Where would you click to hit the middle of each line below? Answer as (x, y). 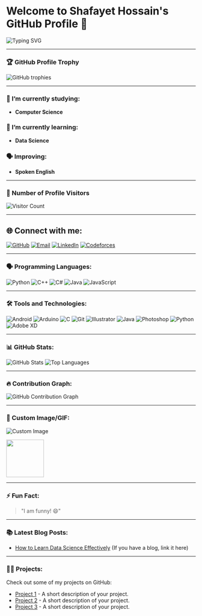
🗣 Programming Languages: (49, 267)
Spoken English (35, 172)
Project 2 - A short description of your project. (72, 600)
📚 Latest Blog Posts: (37, 532)
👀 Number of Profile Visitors (48, 193)
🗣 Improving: (26, 156)
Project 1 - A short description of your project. (72, 594)
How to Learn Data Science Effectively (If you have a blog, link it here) (102, 548)
